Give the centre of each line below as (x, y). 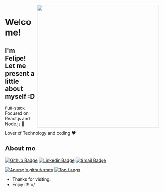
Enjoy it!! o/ (23, 184)
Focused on (17, 113)
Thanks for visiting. (31, 179)
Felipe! (16, 58)
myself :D (20, 96)
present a (20, 74)
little (12, 81)
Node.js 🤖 (15, 124)
